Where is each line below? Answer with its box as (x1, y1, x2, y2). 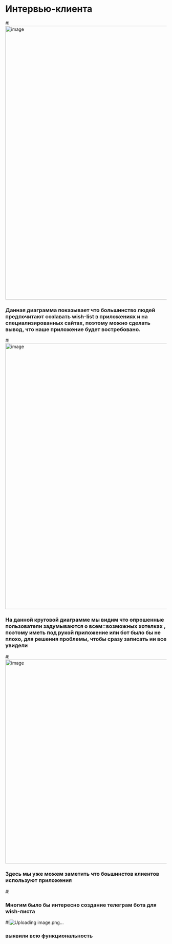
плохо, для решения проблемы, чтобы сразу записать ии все (5, 635, 167, 643)
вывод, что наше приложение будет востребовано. (5, 325, 141, 333)
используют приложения (5, 877, 72, 884)
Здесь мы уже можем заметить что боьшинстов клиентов (5, 871, 160, 878)
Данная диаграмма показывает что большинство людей (5, 306, 155, 314)
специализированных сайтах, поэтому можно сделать (5, 319, 151, 326)
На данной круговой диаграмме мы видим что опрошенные (5, 617, 164, 624)
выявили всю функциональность (5, 932, 93, 939)
